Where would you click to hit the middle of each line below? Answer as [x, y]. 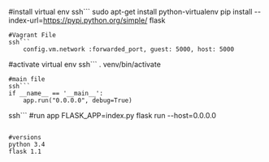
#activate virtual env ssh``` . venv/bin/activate [85, 64]
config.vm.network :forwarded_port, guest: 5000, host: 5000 [128, 49]
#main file [27, 79]
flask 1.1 [25, 151]
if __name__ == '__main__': [56, 93]
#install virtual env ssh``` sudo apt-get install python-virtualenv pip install [130, 12]
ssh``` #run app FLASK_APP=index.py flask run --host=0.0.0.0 [113, 115]
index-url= [26, 20]
